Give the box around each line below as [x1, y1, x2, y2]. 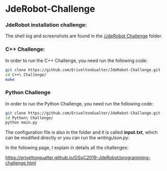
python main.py [5, 120, 38, 125]
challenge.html [5, 160, 37, 166]
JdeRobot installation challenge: [5, 22, 88, 29]
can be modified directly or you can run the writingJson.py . [5, 135, 130, 141]
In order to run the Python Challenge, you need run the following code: [5, 100, 154, 106]
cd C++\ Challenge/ [5, 72, 47, 77]
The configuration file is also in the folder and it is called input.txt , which [5, 129, 158, 136]
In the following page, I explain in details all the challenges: [5, 144, 129, 151]
